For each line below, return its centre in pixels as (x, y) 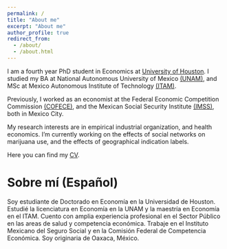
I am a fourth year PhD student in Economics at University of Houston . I (108, 71)
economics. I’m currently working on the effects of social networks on (106, 134)
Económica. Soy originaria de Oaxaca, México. (73, 238)
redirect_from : (29, 39)
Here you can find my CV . (43, 154)
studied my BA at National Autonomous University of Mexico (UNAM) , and (112, 78)
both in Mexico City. (35, 113)
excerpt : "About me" (37, 26)
